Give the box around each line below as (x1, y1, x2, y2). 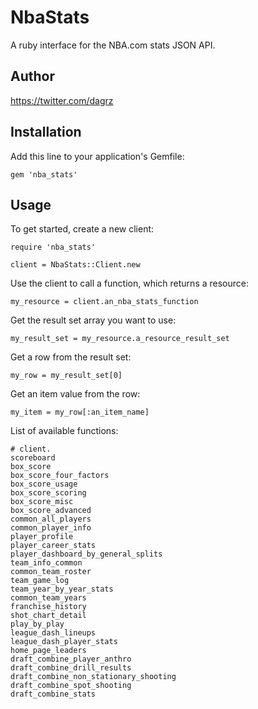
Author (10, 68, 55, 85)
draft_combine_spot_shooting (10, 681, 132, 691)
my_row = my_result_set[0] (10, 371, 123, 381)
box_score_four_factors (10, 471, 110, 481)
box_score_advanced (10, 506, 92, 516)
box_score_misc (10, 497, 74, 507)
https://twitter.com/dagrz (10, 94, 114, 106)
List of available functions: (10, 425, 119, 437)
